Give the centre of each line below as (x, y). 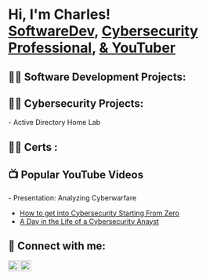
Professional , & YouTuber (92, 48)
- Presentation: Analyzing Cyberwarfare (72, 197)
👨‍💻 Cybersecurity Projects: (76, 103)
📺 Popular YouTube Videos (76, 175)
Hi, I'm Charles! (60, 15)
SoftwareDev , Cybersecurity (103, 31)
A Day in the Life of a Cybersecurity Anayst (89, 221)
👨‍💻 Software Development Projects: (97, 77)
